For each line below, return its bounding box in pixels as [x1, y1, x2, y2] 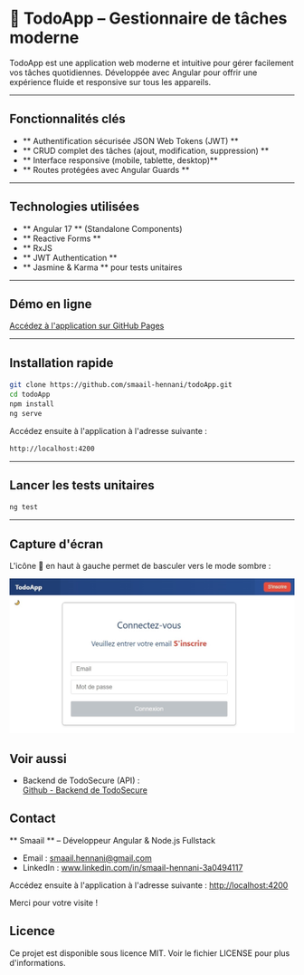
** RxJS [22, 242, 52, 253]
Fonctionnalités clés [9, 111, 127, 127]
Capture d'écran [9, 536, 104, 552]
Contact [9, 811, 56, 826]
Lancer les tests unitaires [9, 478, 156, 493]
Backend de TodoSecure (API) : [22, 775, 140, 787]
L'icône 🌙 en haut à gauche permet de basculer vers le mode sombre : [9, 561, 271, 572]
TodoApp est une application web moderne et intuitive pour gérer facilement [9, 57, 294, 68]
